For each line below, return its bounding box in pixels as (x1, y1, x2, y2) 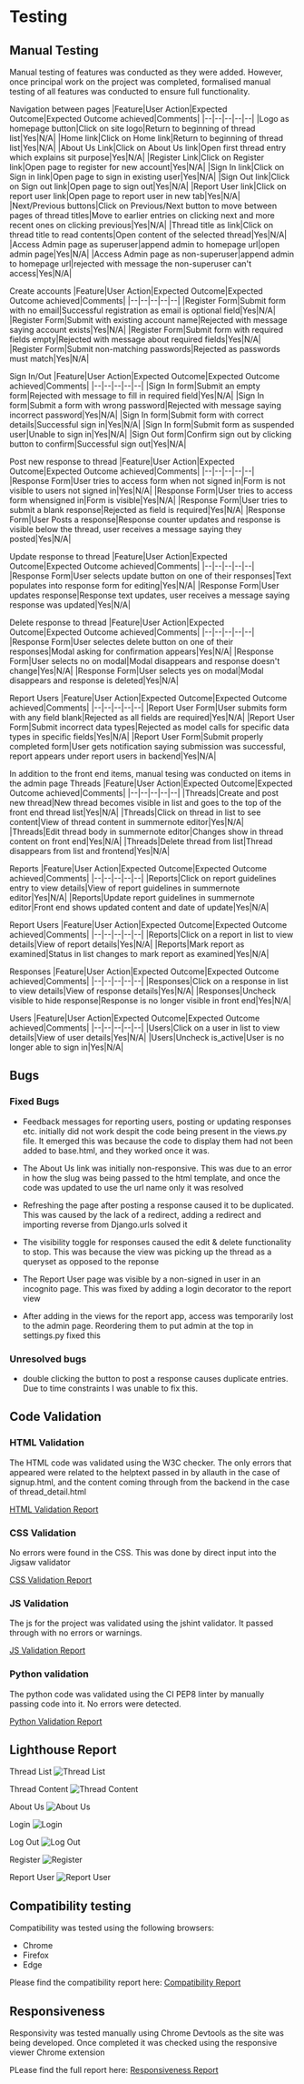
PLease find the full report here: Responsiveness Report (9, 2065, 220, 2075)
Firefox (22, 1949, 50, 1961)
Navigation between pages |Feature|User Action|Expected (9, 104, 228, 115)
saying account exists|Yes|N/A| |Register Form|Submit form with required (9, 325, 284, 335)
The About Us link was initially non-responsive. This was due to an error (22, 1163, 292, 1173)
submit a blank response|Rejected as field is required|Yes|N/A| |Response (9, 505, 286, 515)
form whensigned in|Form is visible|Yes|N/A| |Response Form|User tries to (9, 495, 289, 506)
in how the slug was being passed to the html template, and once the (22, 1172, 281, 1183)
